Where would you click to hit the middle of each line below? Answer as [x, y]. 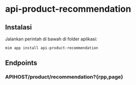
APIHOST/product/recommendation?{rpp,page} [64, 77]
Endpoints [21, 63]
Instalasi [19, 27]
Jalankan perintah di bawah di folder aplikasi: [51, 39]
